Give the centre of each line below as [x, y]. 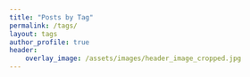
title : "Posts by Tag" [51, 17]
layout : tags [33, 34]
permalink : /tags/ [43, 26]
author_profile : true [50, 42]
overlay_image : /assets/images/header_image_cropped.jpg [133, 58]
